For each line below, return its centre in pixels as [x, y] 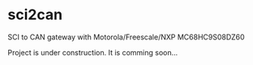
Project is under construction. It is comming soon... [93, 52]
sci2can [35, 15]
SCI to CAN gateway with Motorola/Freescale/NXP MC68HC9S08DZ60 [126, 37]
